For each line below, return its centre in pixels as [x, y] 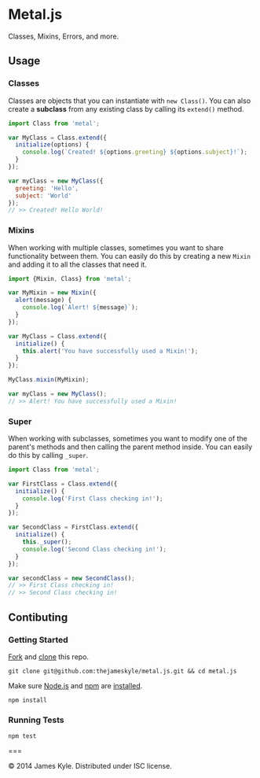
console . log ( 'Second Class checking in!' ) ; [95, 549]
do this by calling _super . [48, 455]
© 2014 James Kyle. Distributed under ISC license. [90, 766]
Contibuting [38, 617]
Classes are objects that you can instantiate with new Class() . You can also [130, 101]
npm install [27, 700]
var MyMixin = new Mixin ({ [52, 293]
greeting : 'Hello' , [47, 188]
